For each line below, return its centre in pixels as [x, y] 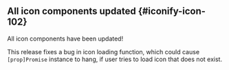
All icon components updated [72, 11]
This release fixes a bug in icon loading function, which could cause [103, 51]
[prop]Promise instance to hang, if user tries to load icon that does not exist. [115, 59]
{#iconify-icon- [172, 11]
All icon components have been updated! [65, 38]
